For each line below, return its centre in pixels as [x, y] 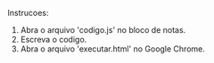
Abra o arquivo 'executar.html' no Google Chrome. [112, 49]
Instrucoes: [28, 13]
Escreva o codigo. [53, 39]
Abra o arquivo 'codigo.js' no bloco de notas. [103, 30]
